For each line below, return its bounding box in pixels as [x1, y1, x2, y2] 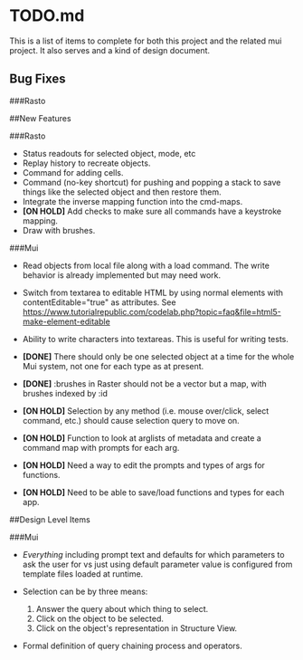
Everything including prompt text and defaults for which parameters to [22, 549, 285, 560]
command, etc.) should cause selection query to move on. [22, 415, 240, 426]
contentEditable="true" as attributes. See [22, 296, 176, 308]
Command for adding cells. [22, 167, 124, 177]
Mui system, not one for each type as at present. [22, 360, 204, 371]
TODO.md [9, 5, 85, 26]
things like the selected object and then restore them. [22, 187, 222, 197]
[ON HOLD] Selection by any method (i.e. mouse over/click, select [22, 405, 270, 416]
